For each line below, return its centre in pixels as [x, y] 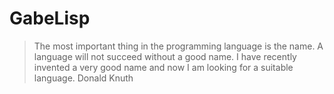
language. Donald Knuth [83, 78]
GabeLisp [50, 18]
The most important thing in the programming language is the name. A [178, 46]
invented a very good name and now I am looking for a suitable [163, 67]
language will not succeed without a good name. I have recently [165, 56]
